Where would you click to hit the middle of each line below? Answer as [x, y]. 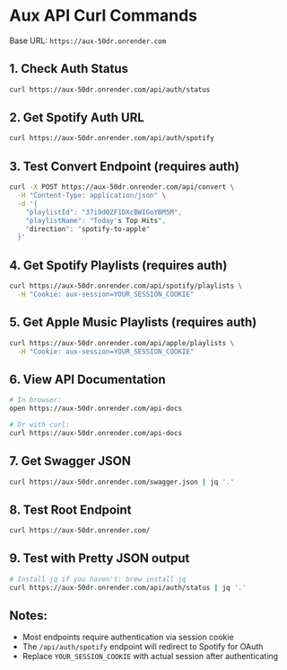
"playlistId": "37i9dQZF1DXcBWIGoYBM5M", [104, 212]
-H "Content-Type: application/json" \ [92, 195]
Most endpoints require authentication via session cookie [128, 637]
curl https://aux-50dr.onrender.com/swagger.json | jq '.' [122, 482]
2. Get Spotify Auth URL [77, 118]
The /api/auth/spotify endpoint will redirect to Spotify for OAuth [143, 647]
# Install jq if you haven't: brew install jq [98, 579]
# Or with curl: [39, 424]
